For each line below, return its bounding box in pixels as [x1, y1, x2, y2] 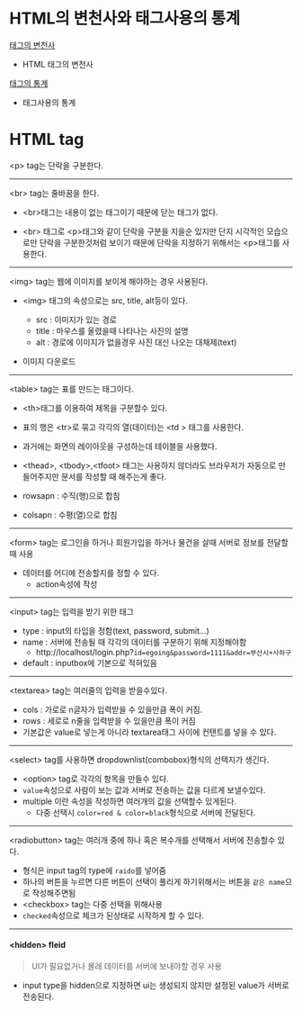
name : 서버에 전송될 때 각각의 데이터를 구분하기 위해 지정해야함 [22, 636, 247, 647]
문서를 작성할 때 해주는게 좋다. [61, 471, 167, 482]
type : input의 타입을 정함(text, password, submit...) [22, 625, 209, 636]
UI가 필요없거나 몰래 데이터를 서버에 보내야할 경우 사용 [31, 960, 222, 972]
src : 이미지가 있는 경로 [35, 314, 117, 325]
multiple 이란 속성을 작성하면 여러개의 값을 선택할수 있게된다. [22, 796, 236, 807]
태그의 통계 [9, 77, 49, 88]
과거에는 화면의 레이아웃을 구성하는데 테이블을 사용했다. [22, 440, 218, 451]
